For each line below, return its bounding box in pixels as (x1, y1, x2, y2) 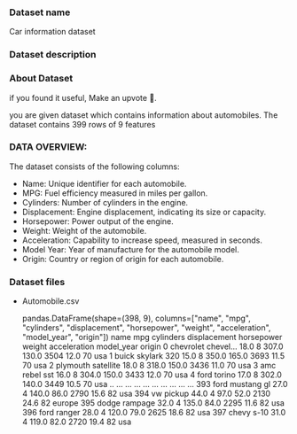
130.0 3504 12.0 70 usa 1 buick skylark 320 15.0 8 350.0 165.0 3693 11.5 (21, 351, 285, 361)
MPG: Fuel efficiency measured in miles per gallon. (21, 188, 208, 198)
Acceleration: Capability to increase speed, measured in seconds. (21, 235, 263, 245)
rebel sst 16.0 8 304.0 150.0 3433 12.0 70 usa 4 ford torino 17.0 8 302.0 (21, 369, 282, 380)
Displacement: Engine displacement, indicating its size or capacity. (21, 206, 267, 217)
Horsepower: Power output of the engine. (21, 215, 175, 227)
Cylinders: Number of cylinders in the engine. (21, 197, 189, 207)
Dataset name (9, 6, 71, 19)
